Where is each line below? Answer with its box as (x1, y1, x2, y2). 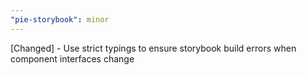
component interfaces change (10, 52, 135, 65)
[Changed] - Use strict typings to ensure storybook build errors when (10, 42, 297, 54)
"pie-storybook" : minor (10, 14, 110, 25)
